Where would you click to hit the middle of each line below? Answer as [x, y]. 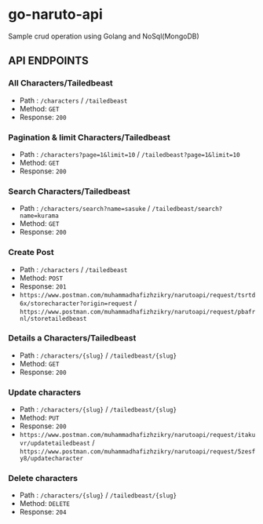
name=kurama [39, 216]
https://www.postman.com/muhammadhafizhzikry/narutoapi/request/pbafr [137, 311]
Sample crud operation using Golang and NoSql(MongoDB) [104, 36]
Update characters [44, 392]
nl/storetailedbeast [53, 318]
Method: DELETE [45, 504]
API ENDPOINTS [48, 61]
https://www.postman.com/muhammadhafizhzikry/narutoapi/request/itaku [137, 435]
